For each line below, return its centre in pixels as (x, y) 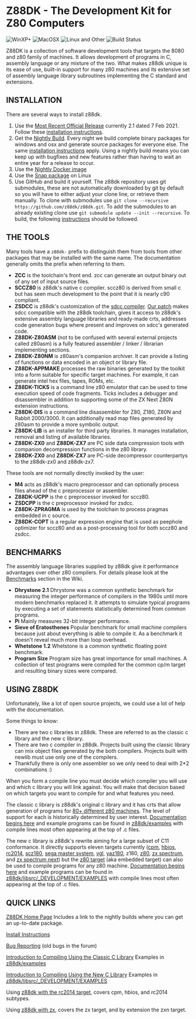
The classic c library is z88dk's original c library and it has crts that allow (94, 805)
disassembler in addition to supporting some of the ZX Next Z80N (94, 400)
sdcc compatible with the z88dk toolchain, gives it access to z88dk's (97, 312)
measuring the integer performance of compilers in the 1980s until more (101, 596)
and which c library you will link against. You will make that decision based (95, 787)
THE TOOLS (28, 237)
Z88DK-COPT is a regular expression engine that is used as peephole (98, 521)
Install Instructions (28, 934)
